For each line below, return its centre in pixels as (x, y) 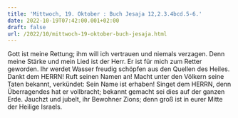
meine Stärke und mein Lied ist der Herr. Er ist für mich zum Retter (105, 62)
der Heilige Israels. (35, 107)
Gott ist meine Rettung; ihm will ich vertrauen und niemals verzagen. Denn (116, 54)
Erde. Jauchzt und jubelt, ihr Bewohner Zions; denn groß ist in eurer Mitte (115, 100)
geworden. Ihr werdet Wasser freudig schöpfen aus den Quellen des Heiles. (119, 69)
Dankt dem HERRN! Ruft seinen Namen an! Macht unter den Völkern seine (116, 77)
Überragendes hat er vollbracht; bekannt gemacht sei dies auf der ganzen (116, 92)
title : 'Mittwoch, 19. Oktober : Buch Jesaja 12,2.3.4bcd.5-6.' (105, 14)
